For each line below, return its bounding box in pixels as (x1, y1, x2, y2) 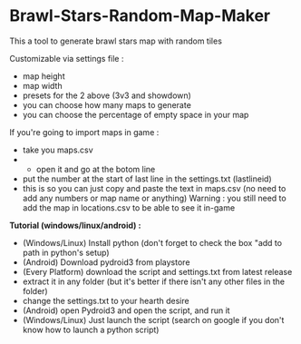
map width (22, 80, 63, 91)
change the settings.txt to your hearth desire (22, 295, 189, 306)
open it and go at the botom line (35, 163, 156, 174)
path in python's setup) (22, 247, 111, 258)
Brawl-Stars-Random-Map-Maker (9, 5, 270, 26)
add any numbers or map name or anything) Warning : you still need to (22, 192, 287, 203)
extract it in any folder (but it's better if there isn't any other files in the (22, 276, 286, 287)
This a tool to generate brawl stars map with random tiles (9, 35, 222, 46)
